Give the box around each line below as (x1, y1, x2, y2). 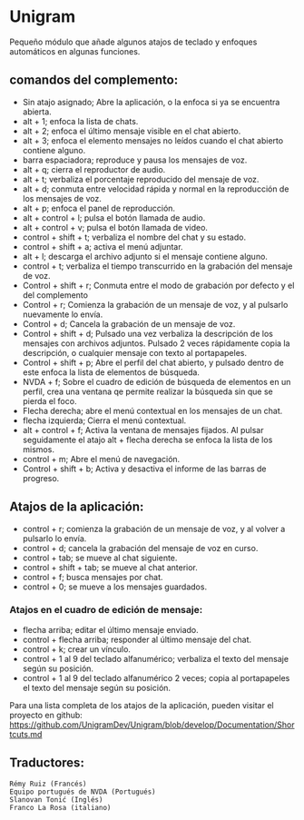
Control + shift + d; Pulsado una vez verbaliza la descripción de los (22, 328, 274, 339)
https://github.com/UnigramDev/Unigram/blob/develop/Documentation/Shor (9, 719, 295, 730)
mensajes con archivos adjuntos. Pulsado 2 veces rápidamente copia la (22, 338, 290, 349)
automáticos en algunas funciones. (9, 45, 141, 56)
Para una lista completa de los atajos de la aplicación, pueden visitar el (9, 699, 274, 710)
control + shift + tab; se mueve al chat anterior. (22, 561, 198, 573)
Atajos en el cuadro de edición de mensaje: (9, 604, 203, 617)
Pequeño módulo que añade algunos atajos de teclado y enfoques (9, 36, 258, 47)
